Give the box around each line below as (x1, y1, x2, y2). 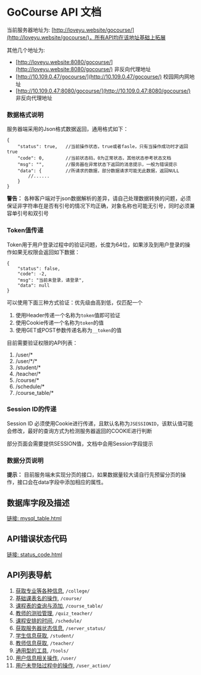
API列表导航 (7, 570, 52, 580)
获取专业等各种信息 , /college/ (15, 587, 90, 594)
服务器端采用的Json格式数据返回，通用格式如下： (7, 125, 129, 133)
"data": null (17, 282, 50, 289)
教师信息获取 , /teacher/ (15, 639, 75, 646)
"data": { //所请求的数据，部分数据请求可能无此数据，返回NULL (17, 168, 180, 174)
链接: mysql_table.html (7, 514, 62, 521)
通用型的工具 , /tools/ (15, 646, 69, 654)
